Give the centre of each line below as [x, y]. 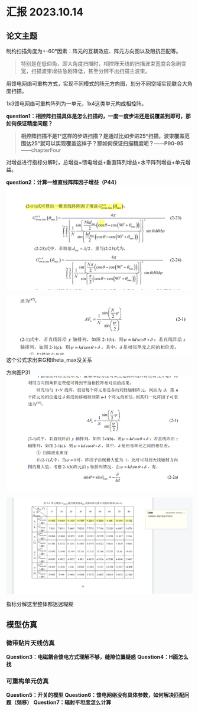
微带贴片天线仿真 [30, 643]
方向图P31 [18, 372]
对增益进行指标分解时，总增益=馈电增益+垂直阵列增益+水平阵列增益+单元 [96, 162]
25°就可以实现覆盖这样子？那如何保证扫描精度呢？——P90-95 [107, 143]
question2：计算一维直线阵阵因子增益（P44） [63, 182]
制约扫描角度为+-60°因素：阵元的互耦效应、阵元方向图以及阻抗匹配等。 [94, 51]
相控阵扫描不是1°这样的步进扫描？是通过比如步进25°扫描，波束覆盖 [103, 136]
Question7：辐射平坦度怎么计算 [72, 702]
